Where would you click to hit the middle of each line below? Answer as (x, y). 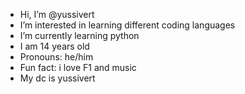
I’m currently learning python (79, 35)
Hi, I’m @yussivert (57, 14)
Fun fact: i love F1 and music (78, 67)
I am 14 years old (54, 46)
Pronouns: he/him (56, 57)
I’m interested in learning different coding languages (127, 25)
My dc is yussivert (57, 78)
